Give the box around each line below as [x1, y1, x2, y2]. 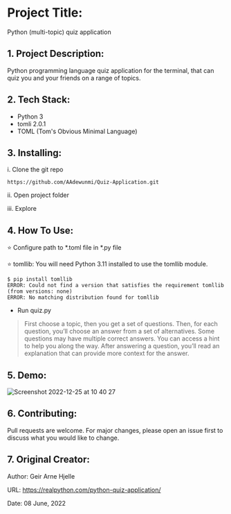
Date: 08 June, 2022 [7, 499, 66, 507]
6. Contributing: [7, 408, 77, 420]
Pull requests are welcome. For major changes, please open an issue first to [7, 426, 223, 434]
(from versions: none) [7, 288, 73, 295]
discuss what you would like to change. [7, 434, 120, 442]
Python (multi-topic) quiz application [7, 28, 112, 36]
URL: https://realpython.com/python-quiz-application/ [7, 486, 161, 494]
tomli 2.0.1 [17, 119, 46, 128]
